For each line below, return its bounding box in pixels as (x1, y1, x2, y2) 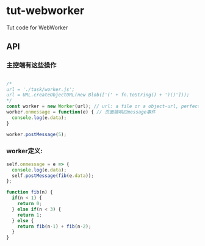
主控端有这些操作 (6, 61, 57, 70)
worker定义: (6, 147, 43, 156)
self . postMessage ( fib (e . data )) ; (12, 172, 95, 179)
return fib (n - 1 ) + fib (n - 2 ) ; (17, 223, 92, 230)
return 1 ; (17, 212, 43, 218)
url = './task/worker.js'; (6, 86, 75, 92)
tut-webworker (6, 4, 85, 18)
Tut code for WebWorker (6, 24, 68, 31)
